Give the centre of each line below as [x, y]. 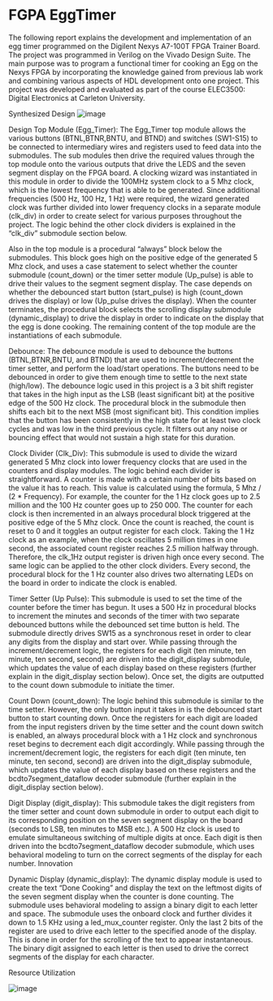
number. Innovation [41, 863]
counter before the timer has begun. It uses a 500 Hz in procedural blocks [132, 607]
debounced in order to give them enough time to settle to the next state [128, 376]
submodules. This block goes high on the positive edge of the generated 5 [133, 257]
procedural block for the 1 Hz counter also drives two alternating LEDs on [131, 574]
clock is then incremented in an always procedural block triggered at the [130, 513]
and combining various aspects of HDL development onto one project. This [134, 81]
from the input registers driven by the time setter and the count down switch [136, 726]
